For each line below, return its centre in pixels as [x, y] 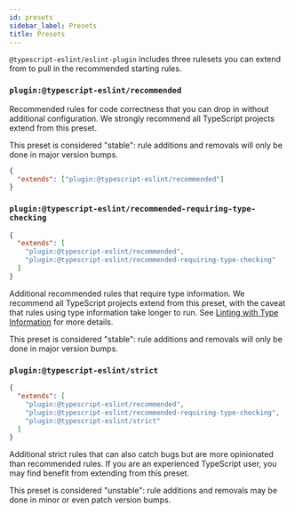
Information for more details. [61, 322]
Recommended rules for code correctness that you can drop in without [139, 108]
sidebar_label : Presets [53, 26]
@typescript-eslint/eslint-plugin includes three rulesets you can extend [145, 60]
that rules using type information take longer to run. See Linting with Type [144, 312]
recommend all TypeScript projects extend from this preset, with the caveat [147, 302]
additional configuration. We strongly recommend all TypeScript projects [142, 118]
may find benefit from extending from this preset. [99, 473]
